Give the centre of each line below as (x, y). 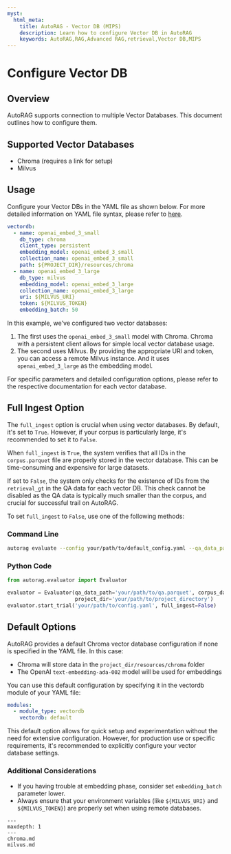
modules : (20, 705)
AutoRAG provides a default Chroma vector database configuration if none (113, 644)
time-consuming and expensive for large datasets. (78, 467)
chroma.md (21, 839)
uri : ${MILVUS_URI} (47, 297)
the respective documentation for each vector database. (87, 386)
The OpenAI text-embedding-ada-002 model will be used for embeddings (119, 672)
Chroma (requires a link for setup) (65, 161)
